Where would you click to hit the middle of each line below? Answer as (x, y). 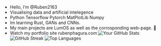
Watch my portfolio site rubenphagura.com (53, 33)
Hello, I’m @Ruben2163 (34, 7)
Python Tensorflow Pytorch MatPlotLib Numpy (57, 17)
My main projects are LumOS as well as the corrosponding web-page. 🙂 (83, 28)
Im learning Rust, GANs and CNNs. (45, 23)
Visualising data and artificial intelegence (52, 12)
